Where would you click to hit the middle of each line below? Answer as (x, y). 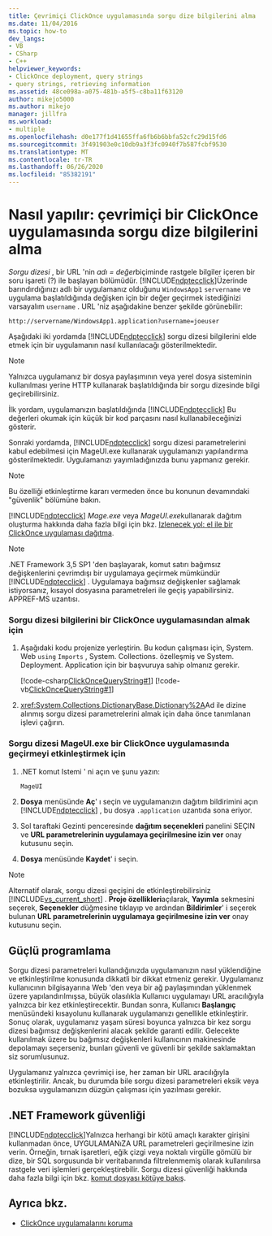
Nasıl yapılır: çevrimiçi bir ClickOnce (134, 215)
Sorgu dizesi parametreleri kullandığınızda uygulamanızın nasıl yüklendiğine (135, 970)
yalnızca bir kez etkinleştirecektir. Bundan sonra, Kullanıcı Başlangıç (122, 1005)
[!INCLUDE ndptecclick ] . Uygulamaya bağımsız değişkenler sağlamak (125, 581)
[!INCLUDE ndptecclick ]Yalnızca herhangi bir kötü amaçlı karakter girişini (129, 1135)
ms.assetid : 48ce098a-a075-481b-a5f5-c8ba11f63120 (96, 91)
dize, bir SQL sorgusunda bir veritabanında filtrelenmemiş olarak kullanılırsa (135, 1161)
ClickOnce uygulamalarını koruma (76, 1223)
